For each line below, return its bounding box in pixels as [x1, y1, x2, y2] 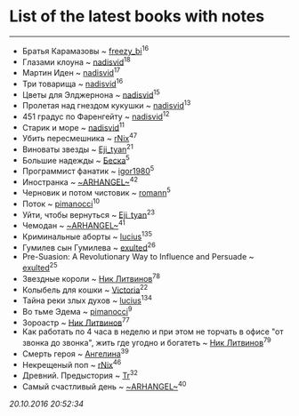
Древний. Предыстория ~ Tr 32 [21, 369, 138, 380]
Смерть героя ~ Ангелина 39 [21, 347, 129, 359]
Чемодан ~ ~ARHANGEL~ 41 [21, 219, 126, 231]
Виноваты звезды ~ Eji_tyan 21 [21, 142, 133, 155]
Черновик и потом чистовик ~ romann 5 [21, 186, 171, 198]
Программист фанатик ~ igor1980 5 [21, 164, 155, 176]
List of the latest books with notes [9, 6, 265, 27]
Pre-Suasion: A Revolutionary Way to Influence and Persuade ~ [21, 252, 255, 262]
